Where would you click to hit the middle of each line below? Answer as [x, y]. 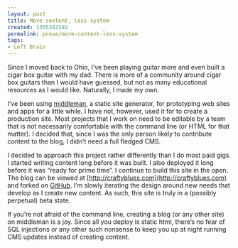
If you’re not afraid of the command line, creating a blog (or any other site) [116, 214]
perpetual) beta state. [39, 200]
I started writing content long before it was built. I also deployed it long [111, 163]
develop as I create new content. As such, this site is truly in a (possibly [112, 193]
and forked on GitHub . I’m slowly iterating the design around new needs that [119, 185]
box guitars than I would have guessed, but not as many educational [107, 82]
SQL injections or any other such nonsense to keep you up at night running [117, 229]
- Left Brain [27, 47]
